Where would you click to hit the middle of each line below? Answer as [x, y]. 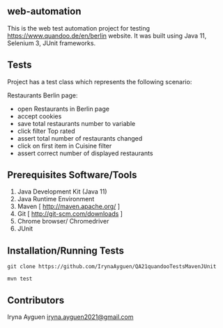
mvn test [20, 279]
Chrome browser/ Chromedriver [63, 221]
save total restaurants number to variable [76, 123]
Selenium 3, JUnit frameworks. [52, 43]
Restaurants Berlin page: [43, 95]
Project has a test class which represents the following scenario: [100, 81]
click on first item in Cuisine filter [64, 146]
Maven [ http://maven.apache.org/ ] [69, 206]
